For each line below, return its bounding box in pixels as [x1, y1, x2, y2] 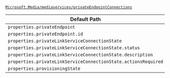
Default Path [70, 16, 101, 23]
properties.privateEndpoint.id [8, 31, 83, 37]
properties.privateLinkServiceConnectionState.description [8, 52, 153, 57]
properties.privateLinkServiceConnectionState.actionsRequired [8, 59, 163, 64]
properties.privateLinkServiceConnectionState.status [8, 45, 140, 50]
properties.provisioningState [8, 66, 81, 71]
